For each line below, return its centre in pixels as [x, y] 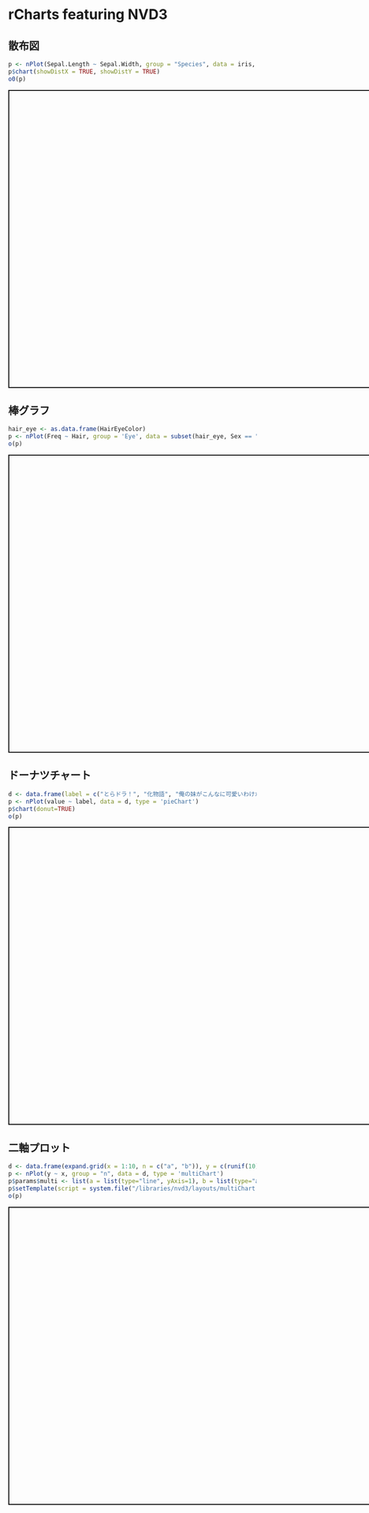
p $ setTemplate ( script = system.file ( [70, 1188]
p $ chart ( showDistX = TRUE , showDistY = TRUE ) [84, 71]
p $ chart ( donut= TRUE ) [42, 809]
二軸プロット [39, 1148]
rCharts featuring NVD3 [88, 15]
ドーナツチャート [50, 775]
